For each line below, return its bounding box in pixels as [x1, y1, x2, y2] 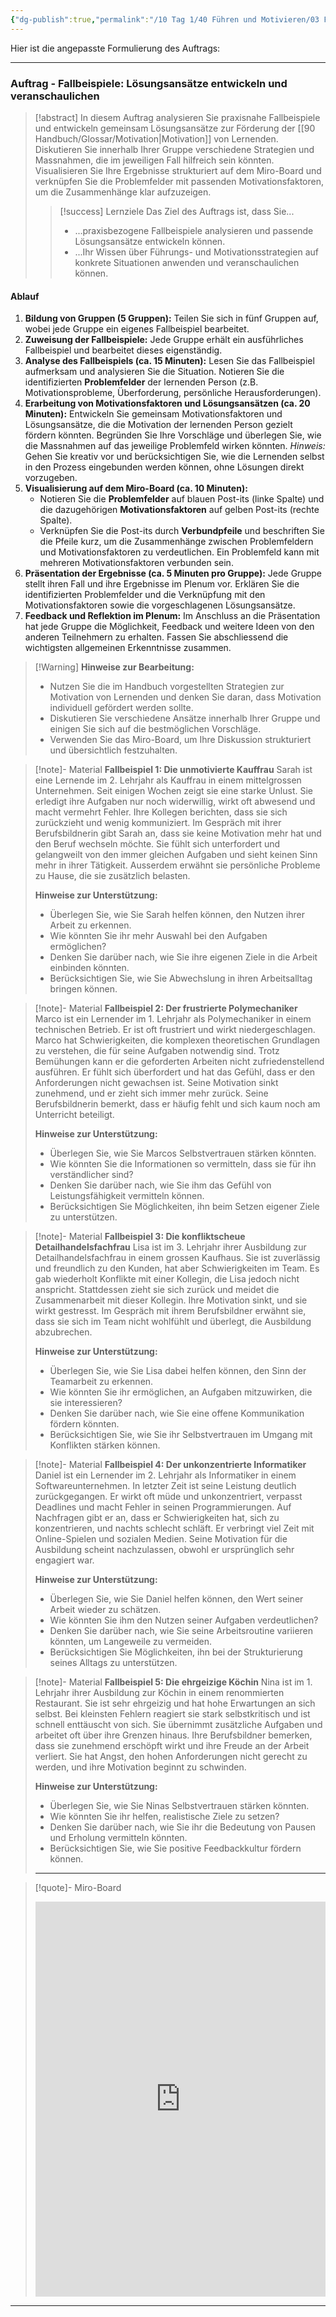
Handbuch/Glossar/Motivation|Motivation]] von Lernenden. [34, 132, 279, 145]
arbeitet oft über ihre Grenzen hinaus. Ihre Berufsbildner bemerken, [34, 1729, 313, 1741]
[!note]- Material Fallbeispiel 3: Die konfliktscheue [34, 1231, 246, 1243]
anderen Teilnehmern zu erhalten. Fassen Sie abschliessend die [24, 631, 289, 643]
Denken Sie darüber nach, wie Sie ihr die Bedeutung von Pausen [49, 1821, 317, 1833]
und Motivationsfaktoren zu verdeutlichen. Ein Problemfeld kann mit [39, 546, 320, 558]
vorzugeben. [24, 472, 78, 484]
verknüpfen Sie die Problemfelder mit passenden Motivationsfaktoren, [34, 175, 325, 187]
